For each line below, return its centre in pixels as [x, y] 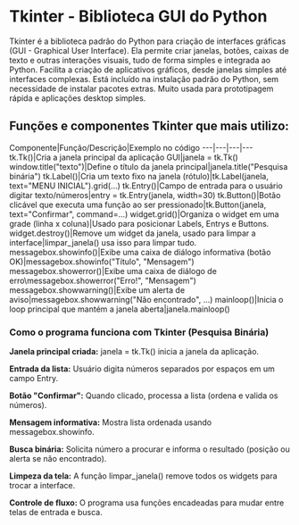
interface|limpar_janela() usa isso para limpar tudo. [103, 242]
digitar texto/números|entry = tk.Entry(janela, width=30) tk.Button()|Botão [145, 195]
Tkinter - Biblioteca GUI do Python [138, 17]
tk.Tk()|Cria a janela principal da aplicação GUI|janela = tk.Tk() [124, 157]
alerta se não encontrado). [58, 459]
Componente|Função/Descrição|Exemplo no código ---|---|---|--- [131, 147]
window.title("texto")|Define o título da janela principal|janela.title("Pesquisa [149, 166]
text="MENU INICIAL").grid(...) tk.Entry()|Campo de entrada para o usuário [146, 186]
